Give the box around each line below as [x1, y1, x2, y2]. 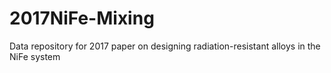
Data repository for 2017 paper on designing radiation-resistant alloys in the [9, 40, 321, 52]
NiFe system [9, 50, 61, 62]
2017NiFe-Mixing [9, 7, 155, 30]
